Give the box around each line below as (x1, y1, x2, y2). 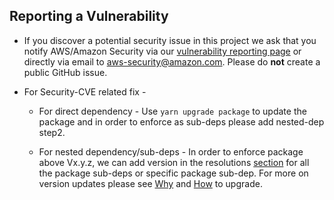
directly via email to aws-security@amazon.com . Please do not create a (23, 55, 321, 68)
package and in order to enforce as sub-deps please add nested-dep (38, 115, 325, 128)
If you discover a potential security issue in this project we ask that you (23, 34, 317, 46)
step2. (38, 126, 66, 138)
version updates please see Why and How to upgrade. (38, 177, 263, 189)
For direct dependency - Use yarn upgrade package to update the (38, 105, 307, 117)
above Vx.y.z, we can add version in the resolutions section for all (38, 156, 310, 168)
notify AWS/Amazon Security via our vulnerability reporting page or (23, 45, 302, 57)
